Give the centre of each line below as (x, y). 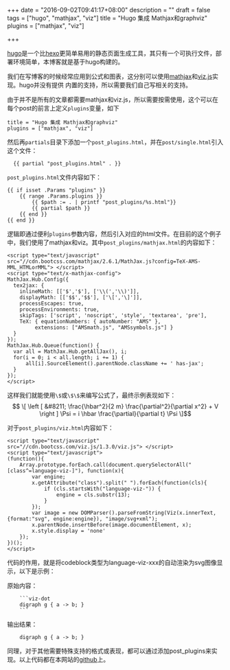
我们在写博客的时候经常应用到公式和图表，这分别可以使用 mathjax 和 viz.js (110, 76)
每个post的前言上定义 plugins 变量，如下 (64, 108)
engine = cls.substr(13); (93, 495)
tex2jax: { (29, 286)
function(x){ (106, 471)
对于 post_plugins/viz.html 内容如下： (61, 428)
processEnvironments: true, (59, 310)
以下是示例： (37, 571)
